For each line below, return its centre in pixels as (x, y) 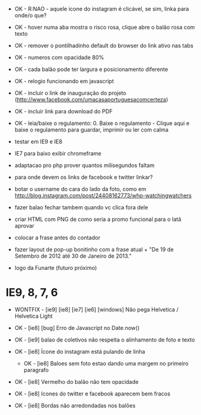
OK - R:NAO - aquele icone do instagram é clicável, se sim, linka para (102, 9)
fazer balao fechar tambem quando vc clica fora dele (81, 207)
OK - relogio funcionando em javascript (64, 81)
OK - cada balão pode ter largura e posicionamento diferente (91, 69)
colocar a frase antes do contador (57, 237)
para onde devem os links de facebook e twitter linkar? (84, 177)
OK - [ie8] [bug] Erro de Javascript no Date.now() (77, 327)
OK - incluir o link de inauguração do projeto (70, 93)
